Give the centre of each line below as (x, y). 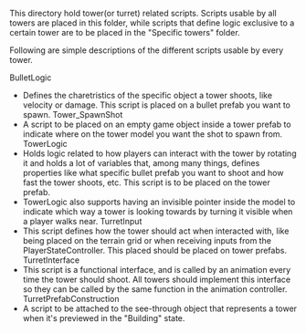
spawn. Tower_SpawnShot (73, 114)
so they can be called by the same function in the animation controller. (155, 289)
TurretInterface (51, 260)
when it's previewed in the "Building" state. (104, 318)
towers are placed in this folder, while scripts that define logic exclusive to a (152, 23)
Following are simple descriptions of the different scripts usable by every (147, 50)
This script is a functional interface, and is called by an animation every (157, 270)
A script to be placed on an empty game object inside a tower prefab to (157, 124)
